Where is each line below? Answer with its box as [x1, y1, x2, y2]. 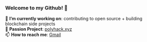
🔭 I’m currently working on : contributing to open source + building [5, 16, 143, 22]
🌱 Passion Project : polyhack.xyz [5, 26, 72, 32]
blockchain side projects [5, 21, 56, 27]
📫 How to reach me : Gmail [5, 32, 61, 38]
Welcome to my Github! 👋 [5, 4, 68, 11]
